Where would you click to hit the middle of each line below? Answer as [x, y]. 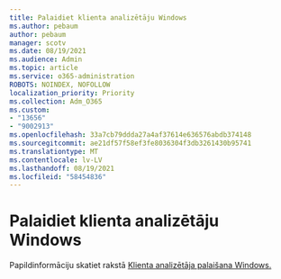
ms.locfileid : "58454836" [58, 176]
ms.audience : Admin [46, 59]
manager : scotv [38, 43]
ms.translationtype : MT [54, 151]
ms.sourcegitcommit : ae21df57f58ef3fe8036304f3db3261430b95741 [131, 143]
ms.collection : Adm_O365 [56, 101]
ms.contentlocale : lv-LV [56, 160]
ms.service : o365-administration [72, 76]
